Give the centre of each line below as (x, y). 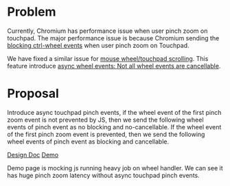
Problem (32, 12)
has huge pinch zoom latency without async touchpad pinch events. (104, 175)
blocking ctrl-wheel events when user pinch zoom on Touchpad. (98, 45)
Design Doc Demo (33, 155)
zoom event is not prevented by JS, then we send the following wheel (105, 120)
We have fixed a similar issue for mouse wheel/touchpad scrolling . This (108, 58)
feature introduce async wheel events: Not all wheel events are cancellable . (114, 66)
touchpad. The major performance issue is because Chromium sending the (113, 38)
